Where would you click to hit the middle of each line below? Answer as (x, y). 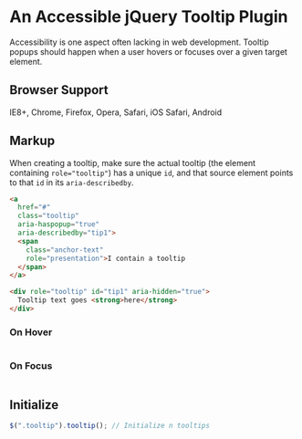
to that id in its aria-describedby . (72, 182)
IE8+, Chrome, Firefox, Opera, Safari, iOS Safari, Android (116, 112)
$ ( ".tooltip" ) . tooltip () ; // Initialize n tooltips (109, 426)
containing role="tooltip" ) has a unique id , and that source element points (151, 172)
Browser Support (59, 90)
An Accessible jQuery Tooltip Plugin (149, 17)
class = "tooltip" (48, 216)
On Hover (31, 332)
